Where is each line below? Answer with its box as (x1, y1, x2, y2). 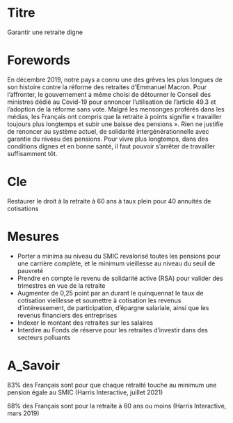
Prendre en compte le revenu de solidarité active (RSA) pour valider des (17, 274, 224, 282)
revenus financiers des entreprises (17, 311, 118, 319)
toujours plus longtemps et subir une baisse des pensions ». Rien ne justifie (7, 120, 224, 128)
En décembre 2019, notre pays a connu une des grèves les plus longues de (7, 75, 223, 84)
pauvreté (17, 266, 44, 275)
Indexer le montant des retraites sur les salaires (17, 318, 154, 327)
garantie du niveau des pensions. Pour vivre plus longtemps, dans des (7, 134, 209, 143)
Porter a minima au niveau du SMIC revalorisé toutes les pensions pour (17, 252, 221, 260)
